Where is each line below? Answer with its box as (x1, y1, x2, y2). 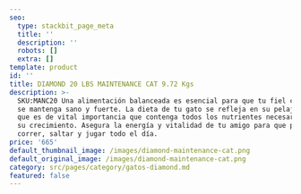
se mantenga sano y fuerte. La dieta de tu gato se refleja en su (17, 105, 271, 114)
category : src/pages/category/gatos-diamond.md (9, 163, 191, 172)
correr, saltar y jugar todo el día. (17, 130, 159, 139)
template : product (9, 63, 78, 72)
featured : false (9, 171, 70, 180)
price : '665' (9, 138, 58, 147)
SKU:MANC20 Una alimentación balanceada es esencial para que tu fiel (17, 96, 287, 105)
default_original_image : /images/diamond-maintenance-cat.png (9, 154, 246, 164)
